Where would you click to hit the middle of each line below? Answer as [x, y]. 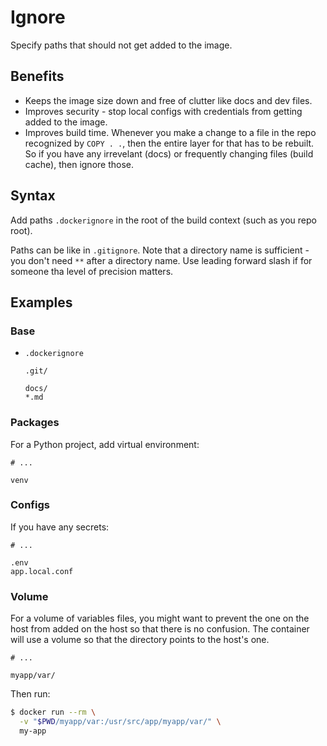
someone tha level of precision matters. [92, 271]
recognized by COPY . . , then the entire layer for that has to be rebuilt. [169, 143]
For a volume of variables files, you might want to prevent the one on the [160, 618]
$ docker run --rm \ [53, 712]
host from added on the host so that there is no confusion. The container [160, 629]
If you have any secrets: [60, 527]
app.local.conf [42, 571]
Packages [35, 423]
